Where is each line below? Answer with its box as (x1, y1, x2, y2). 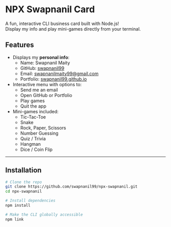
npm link (5, 217, 24, 222)
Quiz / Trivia (20, 135, 46, 141)
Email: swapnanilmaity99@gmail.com (20, 70, 99, 77)
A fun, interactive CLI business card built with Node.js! (5, 20, 120, 27)
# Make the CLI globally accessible (5, 212, 83, 217)
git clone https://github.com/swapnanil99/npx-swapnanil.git (5, 184, 138, 189)
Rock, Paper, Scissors (20, 124, 66, 131)
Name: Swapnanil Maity (20, 60, 70, 66)
